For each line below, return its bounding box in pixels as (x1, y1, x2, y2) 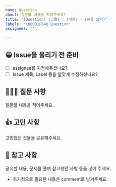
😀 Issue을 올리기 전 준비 (5, 51, 79, 59)
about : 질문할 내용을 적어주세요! (5, 12, 66, 17)
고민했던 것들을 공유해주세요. (5, 134, 62, 141)
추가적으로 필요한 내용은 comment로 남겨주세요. (12, 176, 108, 182)
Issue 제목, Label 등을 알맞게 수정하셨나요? (12, 71, 98, 77)
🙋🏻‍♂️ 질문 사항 (5, 87, 46, 96)
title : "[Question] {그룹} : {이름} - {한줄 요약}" (5, 17, 107, 22)
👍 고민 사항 (5, 118, 40, 127)
